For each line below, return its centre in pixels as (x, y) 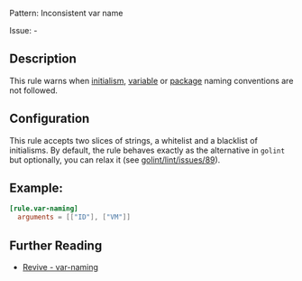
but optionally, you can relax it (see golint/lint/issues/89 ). (115, 159)
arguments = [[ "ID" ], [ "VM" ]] (74, 217)
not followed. (34, 90)
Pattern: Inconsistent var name (66, 13)
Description (43, 59)
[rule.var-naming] (44, 209)
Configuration (50, 119)
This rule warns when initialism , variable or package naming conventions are (151, 80)
